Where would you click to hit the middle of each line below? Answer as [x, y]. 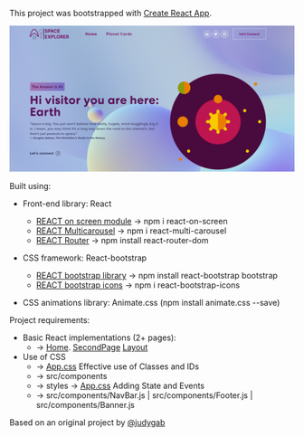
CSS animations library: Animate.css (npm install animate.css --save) [151, 302]
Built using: [30, 185]
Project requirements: [50, 319]
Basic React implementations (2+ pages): [99, 337]
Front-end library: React [67, 204]
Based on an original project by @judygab [87, 422]
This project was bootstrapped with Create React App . [111, 13]
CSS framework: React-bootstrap [85, 258]
